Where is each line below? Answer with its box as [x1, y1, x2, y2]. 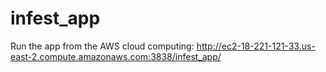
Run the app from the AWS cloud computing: [10, 40, 195, 52]
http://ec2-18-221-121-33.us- [196, 40, 316, 52]
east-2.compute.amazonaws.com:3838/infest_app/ [10, 50, 222, 62]
